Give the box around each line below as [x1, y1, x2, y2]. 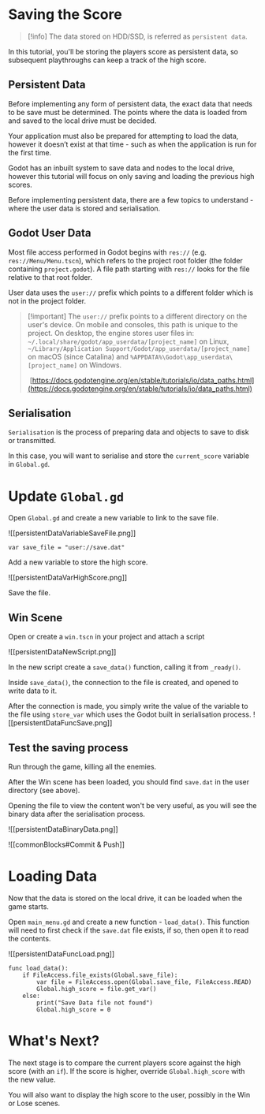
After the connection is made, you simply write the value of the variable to [8, 702, 248, 711]
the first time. [8, 147, 52, 157]
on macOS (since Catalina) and [27, 352, 129, 361]
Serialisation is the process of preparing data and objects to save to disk [8, 427, 250, 437]
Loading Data [8, 867, 97, 885]
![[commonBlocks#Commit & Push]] [8, 840, 125, 849]
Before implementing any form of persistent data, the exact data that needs [8, 99, 252, 108]
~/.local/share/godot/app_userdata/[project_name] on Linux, [27, 337, 230, 346]
